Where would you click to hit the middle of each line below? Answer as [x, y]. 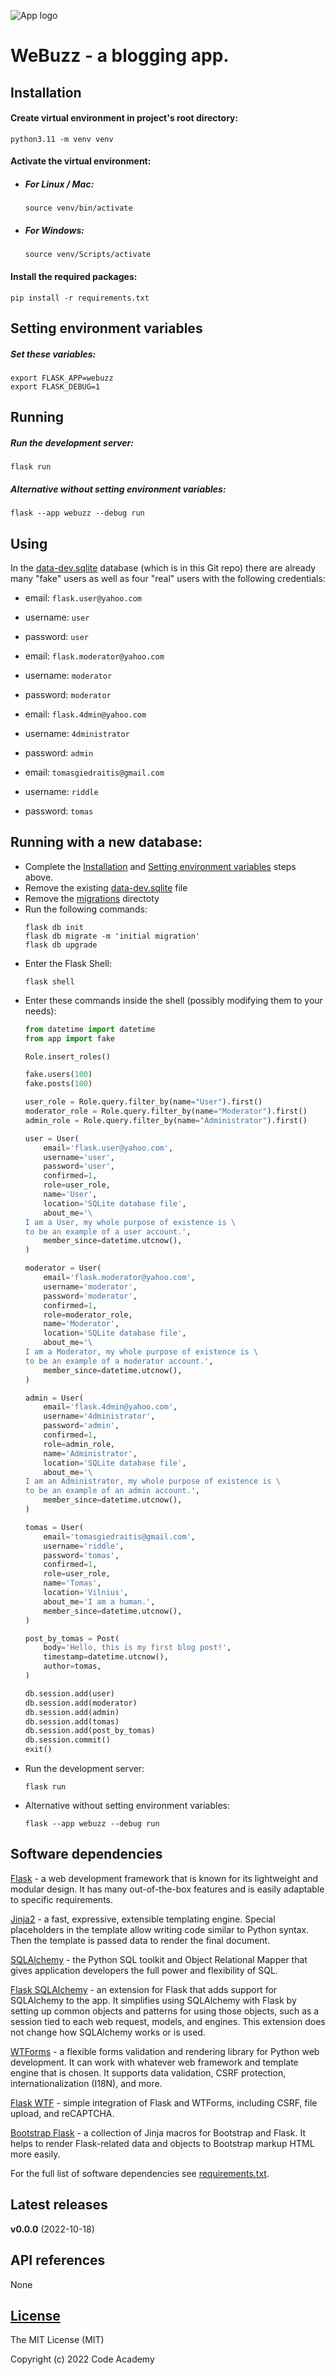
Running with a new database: [106, 842]
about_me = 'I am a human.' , [99, 1601]
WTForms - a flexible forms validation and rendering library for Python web [165, 2051]
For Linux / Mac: [59, 184]
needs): [40, 1011]
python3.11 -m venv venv [62, 139]
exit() [38, 1750]
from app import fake [69, 1038]
